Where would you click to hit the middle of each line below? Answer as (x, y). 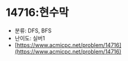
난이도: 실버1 (30, 38)
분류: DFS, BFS (33, 30)
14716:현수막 (37, 13)
